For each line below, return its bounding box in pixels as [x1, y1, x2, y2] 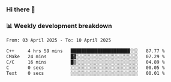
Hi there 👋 [6, 5, 36, 14]
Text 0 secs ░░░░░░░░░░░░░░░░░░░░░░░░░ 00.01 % [6, 70, 165, 76]
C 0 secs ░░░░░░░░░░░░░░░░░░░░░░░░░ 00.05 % [6, 65, 165, 71]
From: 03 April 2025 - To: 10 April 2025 [6, 37, 112, 43]
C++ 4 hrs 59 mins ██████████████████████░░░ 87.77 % [6, 48, 165, 54]
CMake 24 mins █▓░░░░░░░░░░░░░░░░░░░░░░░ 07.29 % [6, 53, 165, 59]
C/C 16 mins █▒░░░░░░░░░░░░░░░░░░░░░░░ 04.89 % [6, 59, 165, 65]
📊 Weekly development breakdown [6, 21, 112, 30]
